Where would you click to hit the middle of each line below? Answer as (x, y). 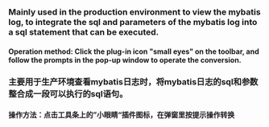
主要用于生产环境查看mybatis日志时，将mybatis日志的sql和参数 (133, 82)
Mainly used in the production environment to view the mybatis (134, 12)
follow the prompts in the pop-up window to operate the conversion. (125, 59)
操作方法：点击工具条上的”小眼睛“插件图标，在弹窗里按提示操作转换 (122, 115)
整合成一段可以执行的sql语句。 (68, 94)
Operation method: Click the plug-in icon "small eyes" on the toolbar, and (134, 51)
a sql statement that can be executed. (84, 32)
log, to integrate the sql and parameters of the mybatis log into (133, 22)
